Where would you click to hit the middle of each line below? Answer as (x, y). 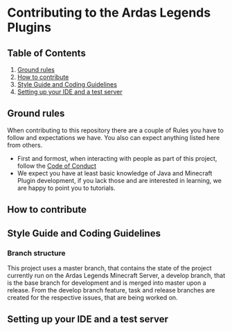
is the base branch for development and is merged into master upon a (107, 283)
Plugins (29, 27)
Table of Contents (47, 53)
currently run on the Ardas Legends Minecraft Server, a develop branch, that (116, 275)
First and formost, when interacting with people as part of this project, (117, 158)
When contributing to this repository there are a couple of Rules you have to (115, 130)
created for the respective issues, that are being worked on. (92, 297)
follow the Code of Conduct (57, 166)
